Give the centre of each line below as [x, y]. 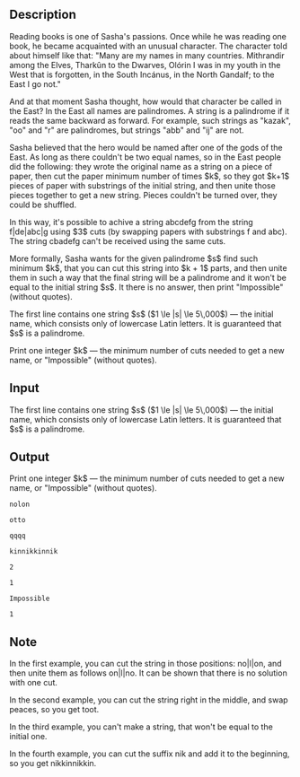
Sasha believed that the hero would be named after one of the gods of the [146, 147]
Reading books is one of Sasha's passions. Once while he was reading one [148, 36]
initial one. [28, 737]
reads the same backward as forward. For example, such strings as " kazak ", [150, 120]
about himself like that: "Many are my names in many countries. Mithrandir [147, 55]
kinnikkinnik [34, 552]
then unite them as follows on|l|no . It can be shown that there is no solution [148, 673]
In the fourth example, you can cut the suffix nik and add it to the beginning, [150, 754]
